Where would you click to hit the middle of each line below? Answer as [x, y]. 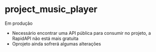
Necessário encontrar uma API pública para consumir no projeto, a [81, 33]
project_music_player [51, 9]
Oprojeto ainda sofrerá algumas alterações [57, 43]
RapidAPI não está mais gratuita [45, 38]
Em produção [19, 23]
